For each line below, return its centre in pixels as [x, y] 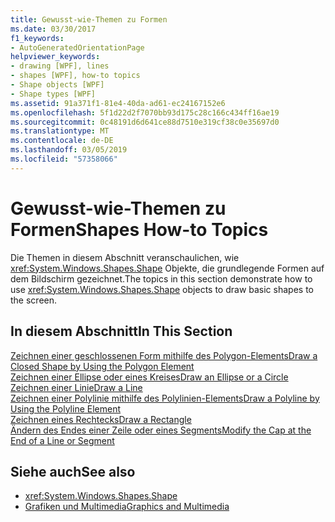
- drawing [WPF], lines [60, 66]
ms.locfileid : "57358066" [64, 159]
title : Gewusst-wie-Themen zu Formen [89, 19]
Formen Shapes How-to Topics [139, 229]
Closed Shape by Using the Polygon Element [102, 366]
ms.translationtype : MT [60, 131]
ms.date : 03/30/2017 [53, 29]
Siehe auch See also [73, 471]
